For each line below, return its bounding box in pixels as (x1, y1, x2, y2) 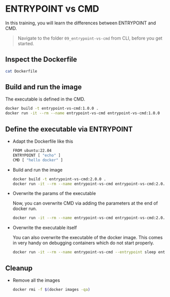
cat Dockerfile (5, 69, 38, 74)
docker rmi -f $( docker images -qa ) (12, 287, 90, 292)
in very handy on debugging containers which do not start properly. (12, 240, 154, 246)
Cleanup (5, 263, 33, 272)
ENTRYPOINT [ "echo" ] (12, 153, 61, 158)
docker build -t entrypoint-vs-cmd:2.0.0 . (12, 176, 107, 182)
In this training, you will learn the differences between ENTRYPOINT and (5, 20, 156, 26)
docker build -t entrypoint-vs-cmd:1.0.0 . (5, 106, 99, 111)
